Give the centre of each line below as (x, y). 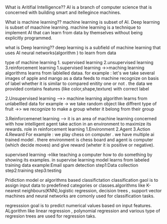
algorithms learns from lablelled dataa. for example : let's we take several (80, 73)
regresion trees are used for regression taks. (51, 216)
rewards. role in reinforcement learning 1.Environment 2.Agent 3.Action (78, 129)
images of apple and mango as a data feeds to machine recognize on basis (82, 78)
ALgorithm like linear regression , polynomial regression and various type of (83, 211)
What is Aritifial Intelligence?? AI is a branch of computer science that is (79, 7)
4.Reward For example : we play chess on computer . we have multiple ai (80, 134)
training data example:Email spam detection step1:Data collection (72, 165)
